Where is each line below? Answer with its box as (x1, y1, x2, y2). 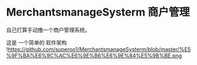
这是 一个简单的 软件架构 (6, 39, 67, 46)
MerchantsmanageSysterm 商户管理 (6, 5, 190, 19)
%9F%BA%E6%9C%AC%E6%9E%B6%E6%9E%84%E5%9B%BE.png (6, 52, 183, 59)
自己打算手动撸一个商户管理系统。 (6, 26, 90, 33)
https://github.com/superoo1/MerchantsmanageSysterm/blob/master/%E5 (8, 45, 191, 52)
